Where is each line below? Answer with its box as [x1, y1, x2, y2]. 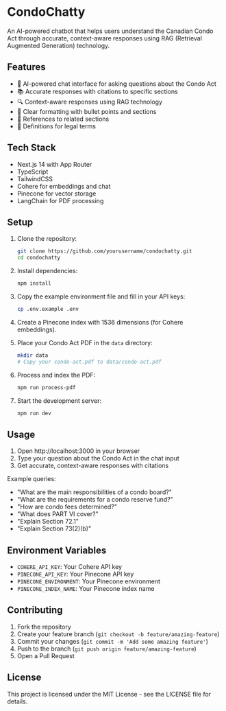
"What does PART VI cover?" [16, 510, 99, 518]
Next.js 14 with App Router [16, 160, 92, 168]
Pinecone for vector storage [16, 189, 97, 198]
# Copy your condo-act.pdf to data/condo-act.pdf [16, 358, 162, 365]
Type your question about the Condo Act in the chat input [16, 454, 179, 463]
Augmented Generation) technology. [7, 41, 110, 49]
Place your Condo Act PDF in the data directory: [16, 338, 153, 347]
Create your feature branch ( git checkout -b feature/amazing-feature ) [16, 629, 220, 638]
